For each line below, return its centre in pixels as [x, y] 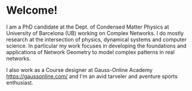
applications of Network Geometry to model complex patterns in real [90, 52]
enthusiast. [20, 82]
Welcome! [32, 10]
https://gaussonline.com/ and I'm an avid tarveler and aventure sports [92, 76]
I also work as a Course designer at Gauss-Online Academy [80, 70]
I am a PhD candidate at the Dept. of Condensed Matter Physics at [88, 27]
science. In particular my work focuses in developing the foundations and [96, 46]
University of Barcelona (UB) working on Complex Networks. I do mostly [95, 33]
